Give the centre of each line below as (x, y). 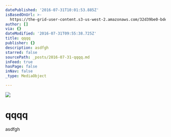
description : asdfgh (27, 48)
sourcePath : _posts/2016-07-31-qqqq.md (48, 57)
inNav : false (19, 72)
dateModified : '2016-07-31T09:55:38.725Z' (51, 33)
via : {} (13, 29)
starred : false (21, 52)
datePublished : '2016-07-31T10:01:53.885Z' (52, 10)
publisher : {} (20, 43)
